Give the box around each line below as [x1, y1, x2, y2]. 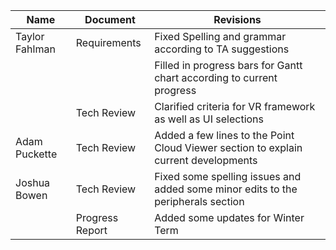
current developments [154, 154, 258, 167]
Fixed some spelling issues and [154, 170, 302, 183]
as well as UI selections [154, 112, 264, 126]
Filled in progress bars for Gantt [154, 59, 303, 72]
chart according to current [154, 71, 278, 84]
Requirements [75, 36, 142, 49]
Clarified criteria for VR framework [154, 100, 316, 113]
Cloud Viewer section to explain [154, 141, 303, 154]
